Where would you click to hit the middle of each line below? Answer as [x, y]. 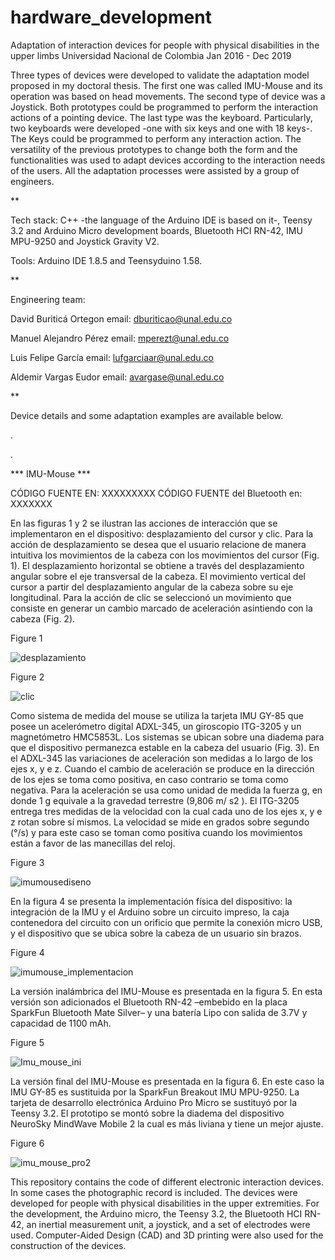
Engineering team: [48, 299]
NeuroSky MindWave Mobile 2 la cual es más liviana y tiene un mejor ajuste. [167, 1123]
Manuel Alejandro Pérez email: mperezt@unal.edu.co [120, 338]
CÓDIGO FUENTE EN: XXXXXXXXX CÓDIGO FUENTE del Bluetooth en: [156, 493]
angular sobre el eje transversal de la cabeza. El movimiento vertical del [158, 576]
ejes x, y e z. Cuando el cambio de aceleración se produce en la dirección [162, 768]
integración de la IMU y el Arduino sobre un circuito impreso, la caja [150, 912]
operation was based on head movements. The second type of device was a [168, 96]
